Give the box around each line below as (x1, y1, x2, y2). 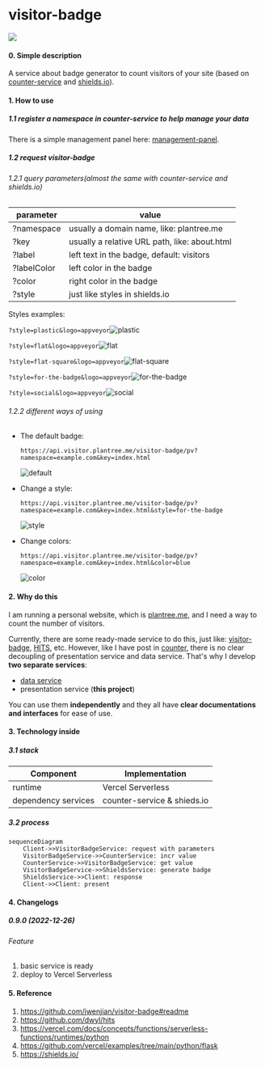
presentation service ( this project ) (19, 684, 136, 694)
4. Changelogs (8, 897, 59, 907)
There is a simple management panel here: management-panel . (8, 134, 220, 144)
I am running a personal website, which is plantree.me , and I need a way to (8, 609, 257, 619)
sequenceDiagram (8, 838, 63, 846)
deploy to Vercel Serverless (19, 970, 113, 980)
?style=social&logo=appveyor (8, 390, 107, 398)
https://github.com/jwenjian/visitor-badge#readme (19, 1006, 189, 1016)
